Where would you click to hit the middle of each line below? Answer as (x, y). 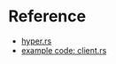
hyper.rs (36, 41)
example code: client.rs (64, 50)
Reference (47, 16)
